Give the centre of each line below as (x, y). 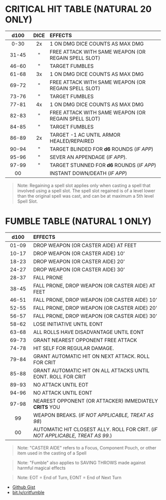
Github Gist (24, 487)
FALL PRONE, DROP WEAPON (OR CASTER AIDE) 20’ (95, 308)
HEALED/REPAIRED (72, 141)
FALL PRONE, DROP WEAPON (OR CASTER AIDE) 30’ (95, 316)
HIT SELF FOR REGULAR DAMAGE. (73, 348)
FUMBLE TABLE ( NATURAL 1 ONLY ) (78, 221)
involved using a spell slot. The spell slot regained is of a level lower (86, 191)
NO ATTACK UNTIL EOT (61, 385)
